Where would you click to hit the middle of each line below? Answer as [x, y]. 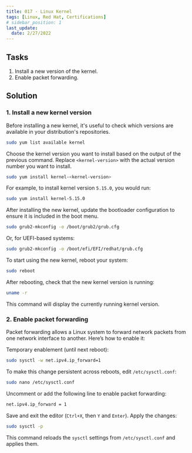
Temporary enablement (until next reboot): [58, 350]
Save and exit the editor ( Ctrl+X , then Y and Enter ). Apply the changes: [92, 415]
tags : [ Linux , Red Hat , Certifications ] [56, 17]
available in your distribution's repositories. [58, 131]
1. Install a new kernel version [49, 113]
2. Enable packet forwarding [47, 319]
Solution [22, 96]
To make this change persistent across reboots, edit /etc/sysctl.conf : [91, 371]
